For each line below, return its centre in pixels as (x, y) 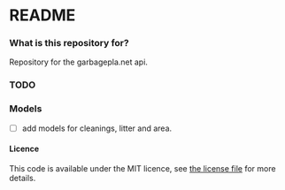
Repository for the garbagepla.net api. (79, 62)
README (42, 15)
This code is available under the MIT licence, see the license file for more (142, 168)
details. (23, 178)
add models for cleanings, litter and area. (97, 128)
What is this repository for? (69, 43)
